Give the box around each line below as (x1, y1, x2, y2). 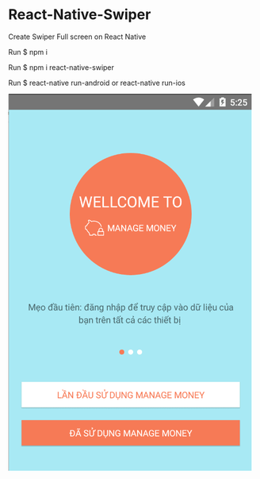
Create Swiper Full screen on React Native (8, 32, 147, 41)
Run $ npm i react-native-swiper (8, 62, 115, 72)
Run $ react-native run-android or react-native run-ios (8, 78, 186, 87)
